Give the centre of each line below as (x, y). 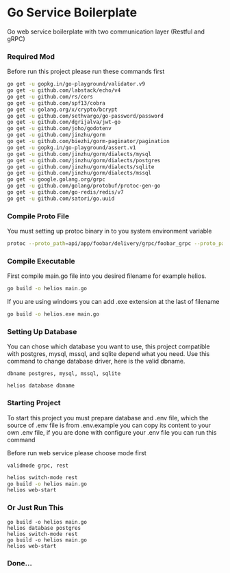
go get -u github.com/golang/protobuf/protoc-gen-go (84, 186)
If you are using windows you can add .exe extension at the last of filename (113, 302)
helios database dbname (41, 386)
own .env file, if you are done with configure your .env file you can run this (112, 432)
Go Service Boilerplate (72, 13)
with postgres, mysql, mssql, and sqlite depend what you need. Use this (108, 354)
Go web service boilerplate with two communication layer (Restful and (106, 31)
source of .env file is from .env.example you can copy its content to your (109, 425)
